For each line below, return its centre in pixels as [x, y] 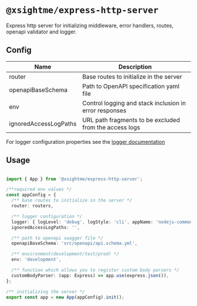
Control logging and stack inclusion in [134, 103]
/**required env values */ [39, 190]
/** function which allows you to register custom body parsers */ [96, 270]
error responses [104, 110]
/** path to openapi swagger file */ [57, 238]
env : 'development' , [36, 260]
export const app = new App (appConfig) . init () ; [65, 297]
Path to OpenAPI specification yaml [131, 86]
